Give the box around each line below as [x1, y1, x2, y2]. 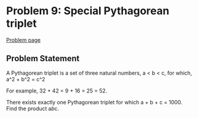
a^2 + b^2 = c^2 [6, 75, 46, 82]
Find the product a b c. [6, 105, 60, 112]
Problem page [6, 36, 41, 43]
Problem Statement [6, 53, 80, 63]
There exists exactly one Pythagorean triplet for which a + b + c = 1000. [6, 98, 183, 106]
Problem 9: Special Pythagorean [6, 4, 170, 18]
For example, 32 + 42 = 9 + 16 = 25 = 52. [6, 87, 107, 94]
